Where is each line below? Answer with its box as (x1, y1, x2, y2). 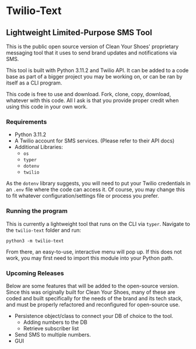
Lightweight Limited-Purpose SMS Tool (6, 28, 152, 38)
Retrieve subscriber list (23, 324, 79, 332)
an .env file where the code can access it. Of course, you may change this (6, 186, 185, 193)
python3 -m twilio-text (6, 238, 64, 244)
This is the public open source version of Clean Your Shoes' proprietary (6, 43, 179, 50)
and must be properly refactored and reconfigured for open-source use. (6, 301, 180, 308)
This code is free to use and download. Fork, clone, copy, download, (6, 91, 171, 97)
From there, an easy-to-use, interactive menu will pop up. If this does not (6, 248, 183, 255)
